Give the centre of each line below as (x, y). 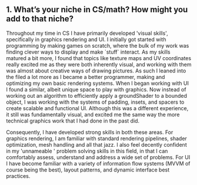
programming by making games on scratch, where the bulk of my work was (98, 45)
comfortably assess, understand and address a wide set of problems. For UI (98, 157)
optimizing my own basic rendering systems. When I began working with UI (98, 83)
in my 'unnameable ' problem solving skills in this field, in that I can (87, 151)
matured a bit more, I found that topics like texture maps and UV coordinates (99, 58)
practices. (18, 176)
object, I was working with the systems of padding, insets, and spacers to (95, 102)
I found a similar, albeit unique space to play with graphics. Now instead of (96, 89)
